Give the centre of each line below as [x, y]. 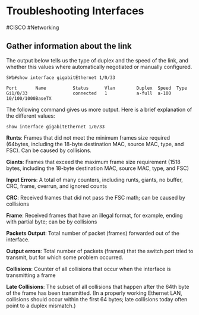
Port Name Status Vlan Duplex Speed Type [97, 88]
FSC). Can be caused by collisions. [49, 150]
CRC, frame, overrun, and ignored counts [57, 186]
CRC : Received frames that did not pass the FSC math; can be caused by [96, 197]
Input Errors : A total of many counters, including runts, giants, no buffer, [94, 179]
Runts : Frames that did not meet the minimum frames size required [88, 137]
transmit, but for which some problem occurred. [65, 257]
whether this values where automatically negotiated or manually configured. [99, 67]
